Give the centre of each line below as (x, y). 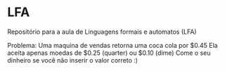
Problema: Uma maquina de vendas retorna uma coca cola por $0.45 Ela (112, 45)
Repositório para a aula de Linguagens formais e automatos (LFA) (102, 32)
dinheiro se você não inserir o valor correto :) (73, 60)
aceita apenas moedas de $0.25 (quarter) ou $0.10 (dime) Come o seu (109, 53)
